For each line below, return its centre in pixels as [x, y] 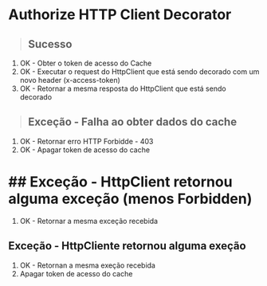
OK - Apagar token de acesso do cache [84, 150]
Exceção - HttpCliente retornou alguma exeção [127, 246]
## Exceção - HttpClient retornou [120, 182]
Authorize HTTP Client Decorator [120, 15]
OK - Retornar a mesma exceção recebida [88, 221]
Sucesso [50, 44]
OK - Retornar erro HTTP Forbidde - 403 [86, 141]
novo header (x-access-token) [70, 80]
